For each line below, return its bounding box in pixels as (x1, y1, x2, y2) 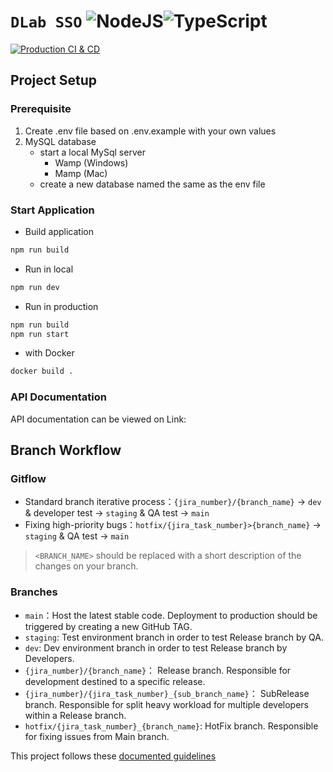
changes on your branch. (34, 560, 139, 572)
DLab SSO (10, 13, 83, 32)
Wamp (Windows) (54, 156, 129, 169)
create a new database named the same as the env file (39, 178, 266, 190)
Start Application (10, 203, 95, 217)
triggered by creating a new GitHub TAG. (24, 620, 193, 632)
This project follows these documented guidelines (10, 750, 217, 762)
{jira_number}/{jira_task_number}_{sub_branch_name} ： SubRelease (24, 687, 310, 699)
